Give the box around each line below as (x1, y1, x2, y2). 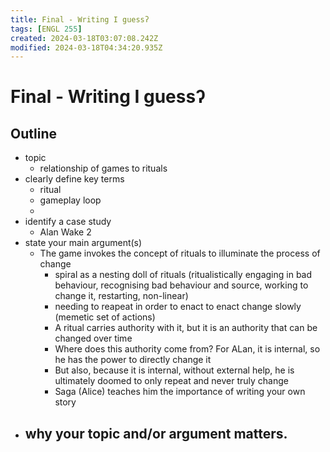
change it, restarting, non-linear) (54, 290, 189, 302)
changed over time (54, 332, 133, 345)
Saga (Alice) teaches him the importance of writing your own (54, 386, 306, 398)
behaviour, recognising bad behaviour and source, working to (54, 279, 309, 291)
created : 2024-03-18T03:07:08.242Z (10, 33, 159, 43)
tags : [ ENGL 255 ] (10, 24, 83, 34)
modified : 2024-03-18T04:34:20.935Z (10, 42, 163, 53)
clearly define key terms (24, 173, 125, 185)
